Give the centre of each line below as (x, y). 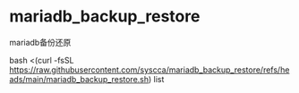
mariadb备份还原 (40, 42)
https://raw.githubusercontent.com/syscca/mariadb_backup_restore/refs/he (149, 70)
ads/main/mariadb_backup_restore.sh (79, 79)
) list (156, 79)
